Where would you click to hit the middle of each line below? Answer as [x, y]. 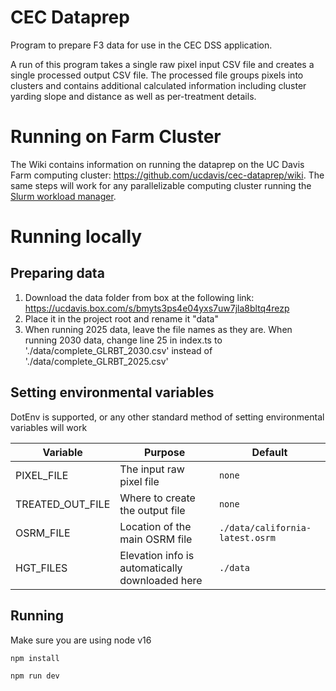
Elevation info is [157, 555]
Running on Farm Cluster [116, 137]
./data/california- [265, 527]
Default [269, 452]
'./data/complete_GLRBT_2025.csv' [96, 361]
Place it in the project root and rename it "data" [121, 318]
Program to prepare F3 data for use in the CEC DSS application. [141, 45]
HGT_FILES [41, 568]
